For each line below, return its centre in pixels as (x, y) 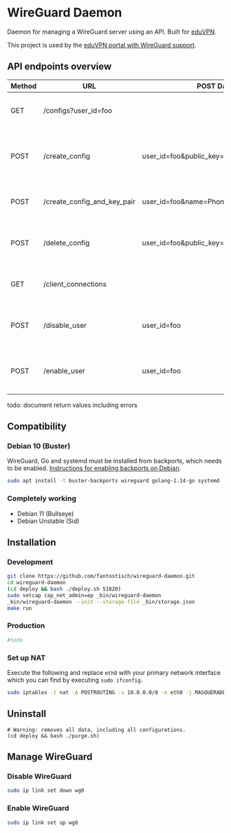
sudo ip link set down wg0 (46, 791)
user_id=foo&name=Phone (185, 201)
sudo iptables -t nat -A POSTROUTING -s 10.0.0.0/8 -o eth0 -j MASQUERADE (117, 693)
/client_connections (75, 284)
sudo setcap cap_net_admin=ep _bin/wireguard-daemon (84, 595)
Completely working (42, 498)
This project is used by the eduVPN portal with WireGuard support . (102, 45)
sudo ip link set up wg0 (43, 823)
